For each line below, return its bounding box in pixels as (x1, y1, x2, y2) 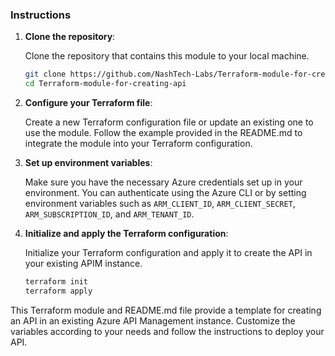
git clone (24, 69, 67, 80)
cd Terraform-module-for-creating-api (24, 79, 187, 89)
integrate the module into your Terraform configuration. (24, 138, 253, 150)
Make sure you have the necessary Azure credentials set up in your (24, 176, 303, 188)
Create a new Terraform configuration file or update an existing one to (24, 116, 314, 128)
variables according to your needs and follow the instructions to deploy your (10, 325, 325, 337)
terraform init (24, 277, 89, 287)
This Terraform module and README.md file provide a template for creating (10, 304, 322, 316)
